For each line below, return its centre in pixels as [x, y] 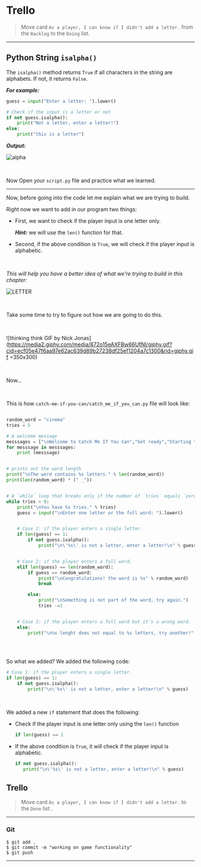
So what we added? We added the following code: [68, 662]
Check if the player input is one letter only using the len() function [97, 724]
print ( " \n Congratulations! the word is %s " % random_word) [113, 578]
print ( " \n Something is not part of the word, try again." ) [113, 600]
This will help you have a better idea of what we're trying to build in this [95, 274]
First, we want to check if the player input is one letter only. [88, 221]
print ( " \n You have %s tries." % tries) [67, 507]
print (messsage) [39, 453]
